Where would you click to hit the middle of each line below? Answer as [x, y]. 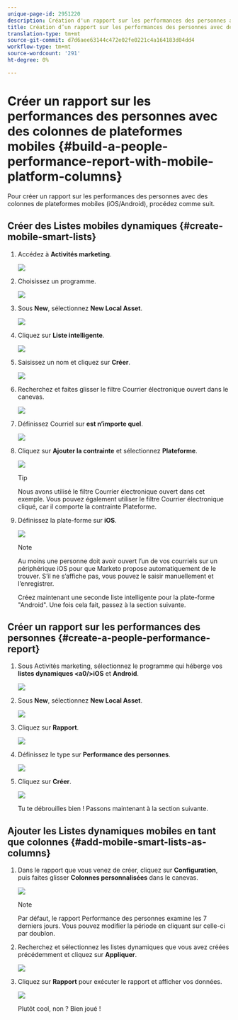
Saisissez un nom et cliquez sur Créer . [74, 362]
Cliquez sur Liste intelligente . [61, 335]
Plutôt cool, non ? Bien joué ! [59, 1009]
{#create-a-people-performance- [134, 638]
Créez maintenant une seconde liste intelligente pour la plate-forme [116, 597]
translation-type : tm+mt [44, 34]
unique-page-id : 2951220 [44, 14]
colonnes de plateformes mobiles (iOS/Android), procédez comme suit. [111, 203]
